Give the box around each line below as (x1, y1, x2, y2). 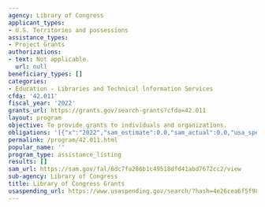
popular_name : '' (8, 143, 65, 151)
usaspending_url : (8, 187, 65, 195)
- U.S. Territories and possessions (8, 26, 129, 34)
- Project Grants (8, 41, 65, 49)
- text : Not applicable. (8, 56, 90, 64)
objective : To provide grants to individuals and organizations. (8, 121, 227, 129)
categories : (8, 77, 47, 85)
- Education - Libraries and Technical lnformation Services (8, 84, 214, 93)
